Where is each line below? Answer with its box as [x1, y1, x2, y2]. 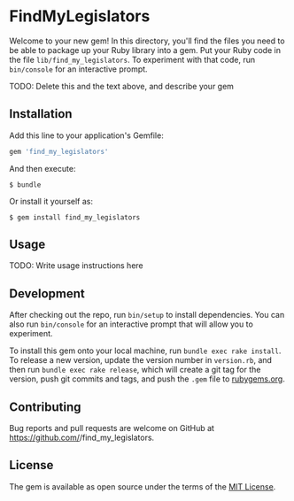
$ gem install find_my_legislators [9, 212, 141, 222]
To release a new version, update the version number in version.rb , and [9, 355, 273, 366]
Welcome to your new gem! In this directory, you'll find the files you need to [9, 35, 285, 46]
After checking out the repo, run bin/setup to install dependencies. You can [9, 310, 285, 320]
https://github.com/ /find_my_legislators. [9, 432, 155, 443]
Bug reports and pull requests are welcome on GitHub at [9, 423, 215, 434]
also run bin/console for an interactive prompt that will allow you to [9, 319, 254, 329]
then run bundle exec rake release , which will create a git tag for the [9, 365, 261, 375]
